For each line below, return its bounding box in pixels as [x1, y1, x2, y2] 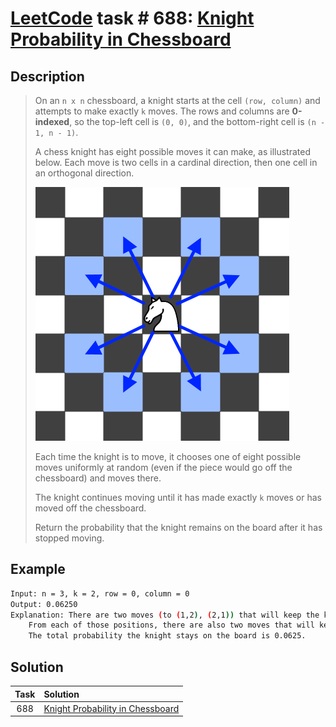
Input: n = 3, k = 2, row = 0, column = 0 [10, 588, 190, 599]
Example [10, 561, 66, 578]
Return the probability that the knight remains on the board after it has [34, 522, 323, 533]
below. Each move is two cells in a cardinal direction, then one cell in [34, 157, 318, 168]
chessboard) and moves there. [34, 472, 162, 484]
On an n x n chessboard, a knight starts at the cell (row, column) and [34, 95, 321, 106]
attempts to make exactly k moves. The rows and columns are [34, 105, 290, 117]
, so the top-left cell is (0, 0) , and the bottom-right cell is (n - [69, 116, 326, 127]
